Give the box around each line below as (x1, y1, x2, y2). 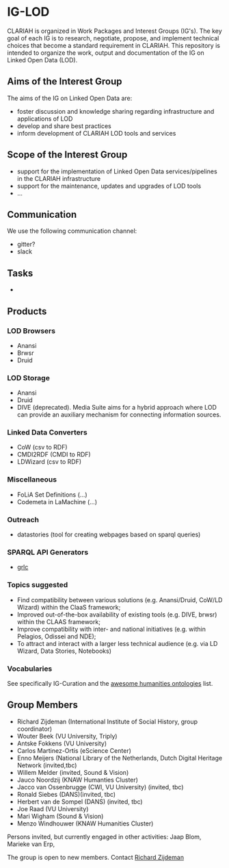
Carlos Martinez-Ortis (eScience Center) (16, 746, 132, 754)
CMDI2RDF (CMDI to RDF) (16, 450, 91, 459)
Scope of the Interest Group (7, 149, 128, 161)
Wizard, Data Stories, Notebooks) (16, 647, 111, 655)
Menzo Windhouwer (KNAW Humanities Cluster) (16, 819, 154, 828)
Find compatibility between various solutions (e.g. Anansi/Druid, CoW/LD (16, 595, 223, 604)
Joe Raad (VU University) (16, 804, 89, 813)
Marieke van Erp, (7, 840, 55, 848)
